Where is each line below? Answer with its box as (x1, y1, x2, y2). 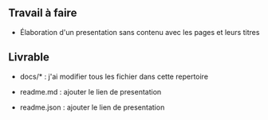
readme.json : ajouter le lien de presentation (19, 103, 165, 112)
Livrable (8, 51, 50, 64)
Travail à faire (8, 6, 77, 20)
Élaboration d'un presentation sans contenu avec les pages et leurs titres (19, 27, 260, 37)
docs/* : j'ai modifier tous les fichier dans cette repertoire (19, 72, 209, 81)
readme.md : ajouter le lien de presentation (19, 87, 162, 96)
